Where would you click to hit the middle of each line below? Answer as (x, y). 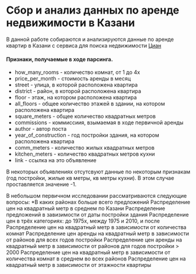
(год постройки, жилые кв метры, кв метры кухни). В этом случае (90, 178)
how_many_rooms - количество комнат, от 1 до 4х (77, 72)
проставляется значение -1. (41, 185)
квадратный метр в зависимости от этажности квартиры (79, 265)
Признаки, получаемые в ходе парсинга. (60, 59)
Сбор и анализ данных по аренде (93, 10)
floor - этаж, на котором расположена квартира (76, 98)
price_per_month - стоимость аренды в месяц (73, 79)
